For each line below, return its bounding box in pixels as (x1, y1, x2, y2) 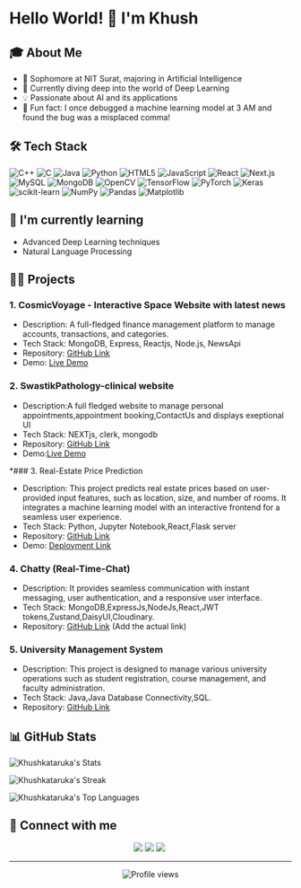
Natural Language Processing (21, 246, 133, 257)
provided (21, 492, 56, 503)
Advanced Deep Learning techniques (21, 236, 160, 247)
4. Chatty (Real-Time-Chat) (9, 562, 131, 575)
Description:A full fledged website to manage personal (21, 400, 224, 411)
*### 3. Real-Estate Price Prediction (9, 465, 143, 476)
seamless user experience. (21, 511, 123, 522)
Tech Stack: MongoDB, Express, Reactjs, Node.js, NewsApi (21, 338, 242, 349)
